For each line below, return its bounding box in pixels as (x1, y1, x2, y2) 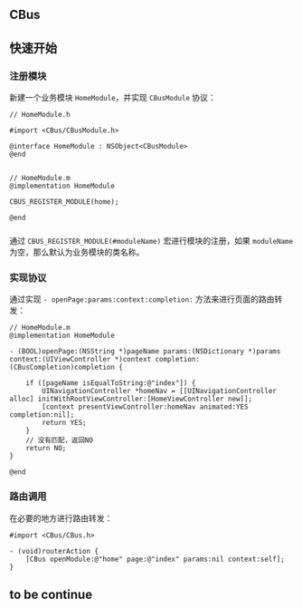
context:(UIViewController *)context (9, 355, 152, 364)
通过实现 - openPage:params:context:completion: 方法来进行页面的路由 (9, 294, 275, 304)
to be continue (9, 586, 93, 602)
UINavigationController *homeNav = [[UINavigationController (42, 387, 278, 396)
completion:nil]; (9, 410, 75, 420)
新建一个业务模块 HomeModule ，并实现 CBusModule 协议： (9, 92, 216, 103)
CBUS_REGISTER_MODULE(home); (9, 198, 119, 207)
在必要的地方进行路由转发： (9, 512, 113, 524)
